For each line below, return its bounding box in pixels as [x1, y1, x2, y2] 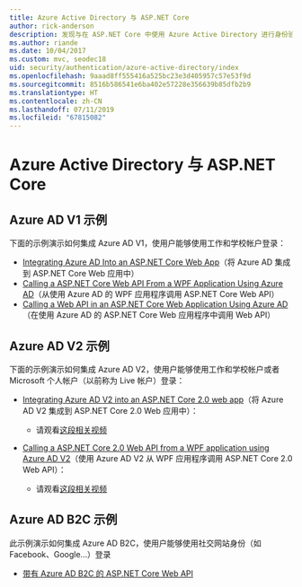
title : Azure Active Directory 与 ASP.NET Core [9, 13, 190, 22]
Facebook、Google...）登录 [9, 548, 111, 559]
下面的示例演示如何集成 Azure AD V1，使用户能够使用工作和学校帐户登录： [9, 238, 286, 249]
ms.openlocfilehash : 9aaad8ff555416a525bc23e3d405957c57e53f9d [9, 72, 252, 81]
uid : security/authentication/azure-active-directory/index [9, 64, 240, 73]
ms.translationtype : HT [9, 88, 99, 97]
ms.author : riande [9, 38, 78, 48]
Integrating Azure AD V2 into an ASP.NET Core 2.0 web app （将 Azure [22, 394, 284, 405]
